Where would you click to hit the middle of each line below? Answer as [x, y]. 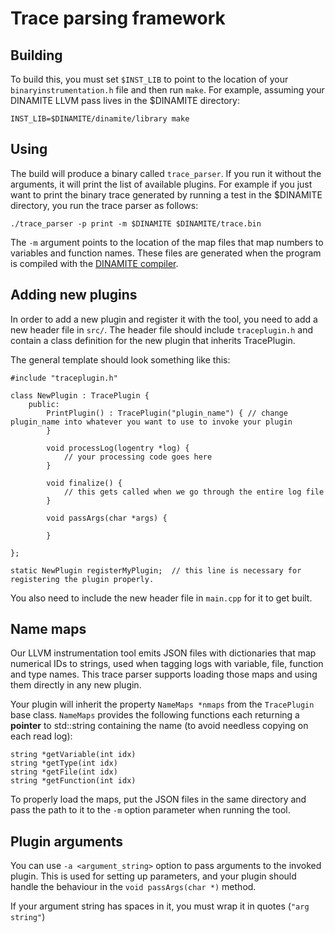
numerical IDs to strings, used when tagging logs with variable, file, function [167, 664]
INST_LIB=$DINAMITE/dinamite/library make [100, 119]
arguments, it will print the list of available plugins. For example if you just [161, 184]
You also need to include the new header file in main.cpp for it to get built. [161, 598]
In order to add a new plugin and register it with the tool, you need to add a [164, 319]
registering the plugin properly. [82, 579]
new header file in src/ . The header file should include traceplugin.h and [162, 329]
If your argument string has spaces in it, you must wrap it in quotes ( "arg [160, 906]
